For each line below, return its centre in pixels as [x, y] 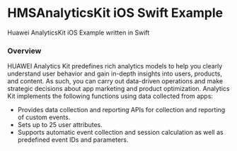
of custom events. [44, 117]
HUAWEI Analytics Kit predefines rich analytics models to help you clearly [115, 66]
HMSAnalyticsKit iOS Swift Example [115, 13]
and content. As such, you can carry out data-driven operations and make [115, 81]
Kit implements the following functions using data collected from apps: [110, 96]
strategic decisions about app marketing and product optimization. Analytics [118, 89]
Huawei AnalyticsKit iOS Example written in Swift [79, 32]
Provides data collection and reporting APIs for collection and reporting [121, 110]
